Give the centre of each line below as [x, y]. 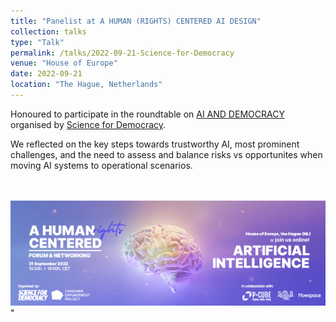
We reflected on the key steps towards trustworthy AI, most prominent [155, 144]
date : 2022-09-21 [46, 74]
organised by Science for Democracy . [88, 124]
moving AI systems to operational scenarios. [101, 165]
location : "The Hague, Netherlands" [86, 85]
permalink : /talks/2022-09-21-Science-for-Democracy [122, 53]
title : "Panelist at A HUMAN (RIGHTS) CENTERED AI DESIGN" [136, 21]
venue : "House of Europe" [64, 63]
